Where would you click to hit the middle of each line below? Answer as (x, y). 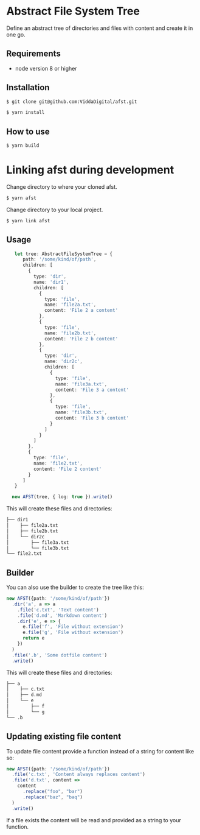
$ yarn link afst (28, 220)
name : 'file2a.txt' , (71, 305)
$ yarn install (26, 113)
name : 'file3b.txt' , (81, 412)
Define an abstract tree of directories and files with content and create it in (100, 28)
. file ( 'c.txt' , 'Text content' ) (58, 610)
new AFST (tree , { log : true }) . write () (62, 497)
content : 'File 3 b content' (92, 418)
